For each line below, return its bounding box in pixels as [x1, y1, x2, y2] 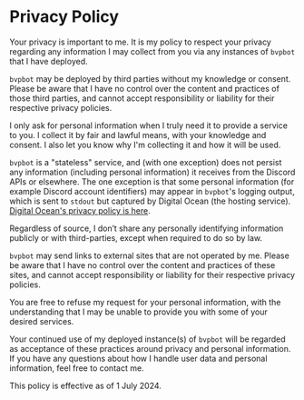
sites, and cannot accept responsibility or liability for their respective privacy [9, 269, 296, 280]
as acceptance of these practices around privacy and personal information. [9, 343, 291, 354]
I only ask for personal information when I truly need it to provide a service [9, 120, 289, 131]
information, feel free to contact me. [9, 362, 144, 374]
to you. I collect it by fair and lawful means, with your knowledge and [9, 129, 267, 140]
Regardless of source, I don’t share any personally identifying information [9, 223, 284, 234]
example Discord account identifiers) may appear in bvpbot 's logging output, [9, 185, 295, 196]
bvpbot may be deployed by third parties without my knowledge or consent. [9, 73, 291, 84]
